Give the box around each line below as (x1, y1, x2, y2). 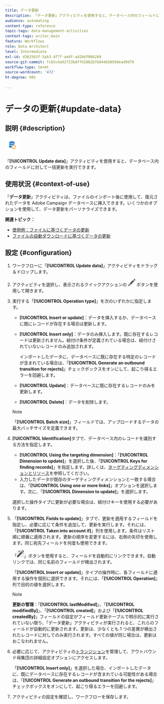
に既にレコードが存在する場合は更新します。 (19, 320, 109, 326)
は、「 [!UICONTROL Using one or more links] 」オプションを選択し (19, 482, 153, 488)
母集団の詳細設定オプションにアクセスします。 (16, 655, 110, 660)
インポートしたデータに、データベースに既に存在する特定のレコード (19, 354, 156, 360)
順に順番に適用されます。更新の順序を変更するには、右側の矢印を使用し (12, 534, 158, 540)
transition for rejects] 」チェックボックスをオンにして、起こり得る (19, 366, 153, 372)
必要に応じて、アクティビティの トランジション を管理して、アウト (12, 648, 144, 654)
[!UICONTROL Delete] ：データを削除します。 (19, 399, 111, 405)
